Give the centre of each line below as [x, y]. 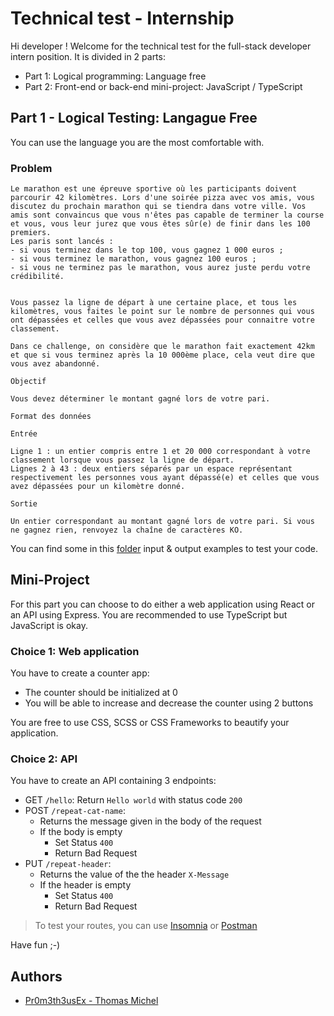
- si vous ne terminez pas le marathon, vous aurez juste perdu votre [160, 268]
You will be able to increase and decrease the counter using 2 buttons [169, 703]
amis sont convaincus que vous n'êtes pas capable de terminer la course [167, 215]
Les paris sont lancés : [62, 242]
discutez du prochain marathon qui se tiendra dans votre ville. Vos [158, 207]
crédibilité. [37, 277]
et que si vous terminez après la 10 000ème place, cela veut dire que [162, 355]
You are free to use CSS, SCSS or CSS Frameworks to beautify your [150, 723]
